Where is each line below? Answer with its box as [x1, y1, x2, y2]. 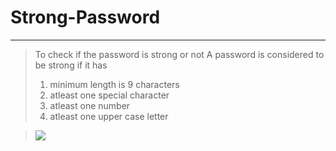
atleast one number [49, 99, 131, 111]
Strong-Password [10, 6, 161, 29]
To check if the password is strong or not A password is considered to [34, 48, 325, 60]
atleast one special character [49, 89, 170, 101]
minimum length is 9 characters [49, 78, 180, 90]
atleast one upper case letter [49, 110, 169, 122]
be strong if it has [34, 59, 108, 71]
